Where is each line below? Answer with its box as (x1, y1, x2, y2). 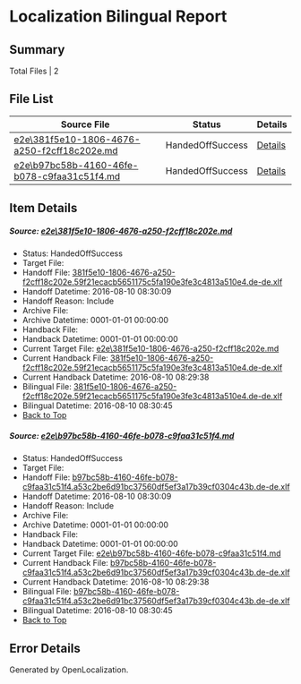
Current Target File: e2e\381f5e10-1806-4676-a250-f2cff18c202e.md (21, 343, 279, 355)
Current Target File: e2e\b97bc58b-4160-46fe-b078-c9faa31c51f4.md (21, 548, 281, 559)
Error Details (9, 640, 81, 655)
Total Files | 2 (9, 65, 59, 76)
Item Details (9, 201, 78, 216)
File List (9, 91, 54, 107)
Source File (60, 118, 110, 131)
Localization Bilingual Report (9, 6, 228, 27)
